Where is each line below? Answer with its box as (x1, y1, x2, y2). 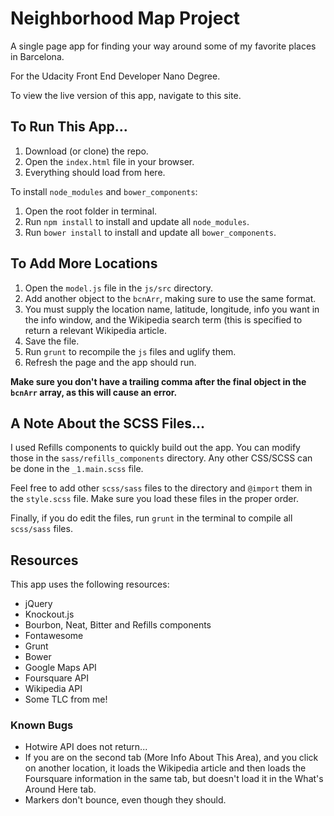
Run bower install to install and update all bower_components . (24, 226, 277, 238)
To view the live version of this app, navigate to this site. (10, 89, 242, 101)
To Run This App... (10, 118, 128, 136)
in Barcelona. (10, 50, 65, 62)
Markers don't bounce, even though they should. (24, 794, 227, 806)
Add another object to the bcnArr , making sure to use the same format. (24, 292, 317, 304)
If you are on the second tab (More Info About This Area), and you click (24, 752, 319, 764)
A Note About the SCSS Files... (10, 415, 206, 432)
